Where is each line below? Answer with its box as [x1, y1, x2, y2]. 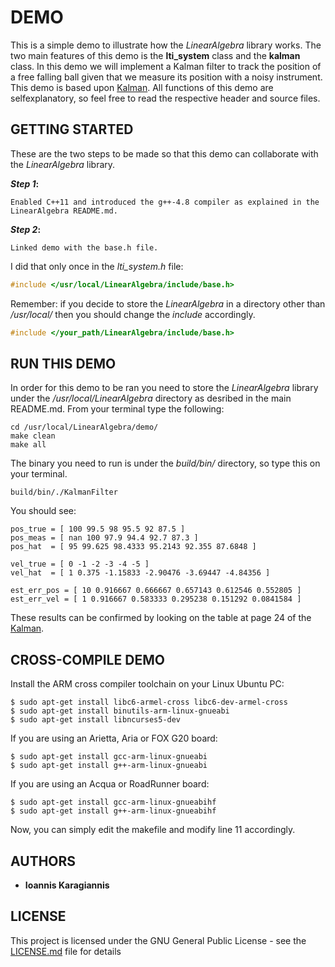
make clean [10, 431, 56, 441]
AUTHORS [10, 852, 77, 870]
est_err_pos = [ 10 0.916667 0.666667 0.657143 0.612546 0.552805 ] [10, 586, 302, 596]
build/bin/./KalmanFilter [10, 487, 118, 498]
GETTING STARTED [10, 121, 134, 138]
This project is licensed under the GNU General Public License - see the [10, 934, 307, 946]
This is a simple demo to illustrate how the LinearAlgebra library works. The [10, 39, 322, 51]
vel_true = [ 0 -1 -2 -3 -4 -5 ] [10, 559, 150, 570]
